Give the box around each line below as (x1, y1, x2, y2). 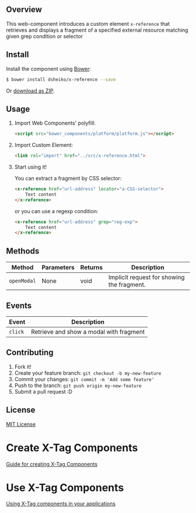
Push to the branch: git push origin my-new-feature (14, 382, 142, 389)
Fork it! (14, 363, 32, 370)
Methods (6, 246, 40, 256)
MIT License (6, 420, 36, 427)
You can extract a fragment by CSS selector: (14, 175, 122, 182)
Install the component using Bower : (6, 65, 92, 72)
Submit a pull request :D (14, 388, 73, 395)
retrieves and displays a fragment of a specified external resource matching (6, 26, 188, 33)
